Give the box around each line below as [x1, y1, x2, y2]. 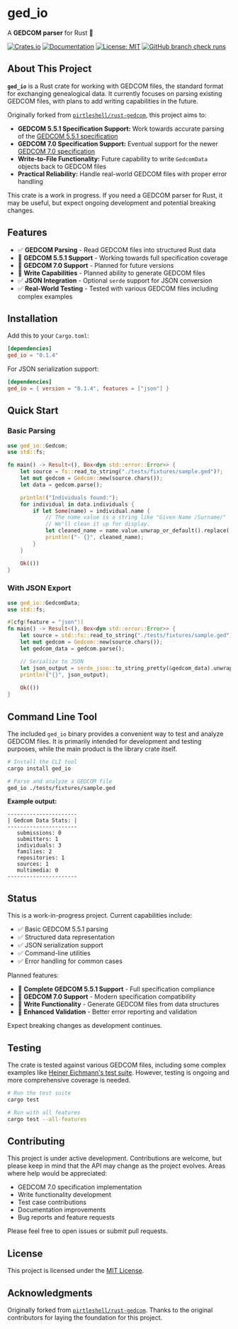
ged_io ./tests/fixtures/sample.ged [7, 784, 115, 791]
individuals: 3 [16, 842, 62, 850]
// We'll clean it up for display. [45, 521, 151, 528]
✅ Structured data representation [17, 933, 115, 942]
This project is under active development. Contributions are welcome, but [7, 1154, 222, 1163]
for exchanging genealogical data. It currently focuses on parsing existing [7, 89, 222, 97]
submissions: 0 [16, 830, 62, 837]
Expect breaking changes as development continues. [7, 1021, 163, 1030]
